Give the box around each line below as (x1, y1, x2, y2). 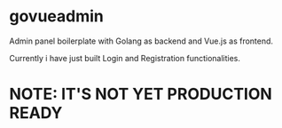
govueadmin (9, 6, 105, 27)
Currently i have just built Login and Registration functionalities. (9, 52, 241, 63)
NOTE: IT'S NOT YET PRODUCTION (9, 84, 272, 104)
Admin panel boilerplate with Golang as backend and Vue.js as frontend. (9, 36, 273, 46)
